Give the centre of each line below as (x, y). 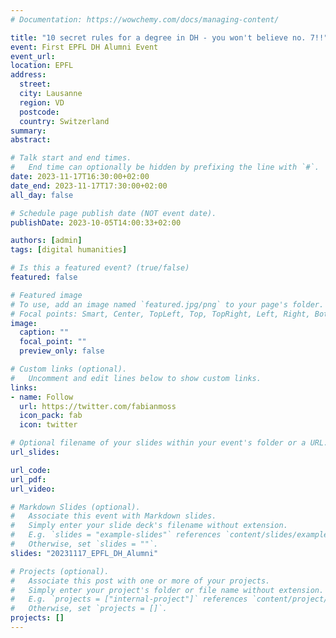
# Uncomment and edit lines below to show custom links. (136, 378)
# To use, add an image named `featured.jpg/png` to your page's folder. (167, 304)
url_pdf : (28, 479)
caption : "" (44, 332)
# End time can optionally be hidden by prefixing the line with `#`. (165, 167)
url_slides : (35, 452)
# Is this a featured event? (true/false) (100, 268)
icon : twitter (48, 425)
